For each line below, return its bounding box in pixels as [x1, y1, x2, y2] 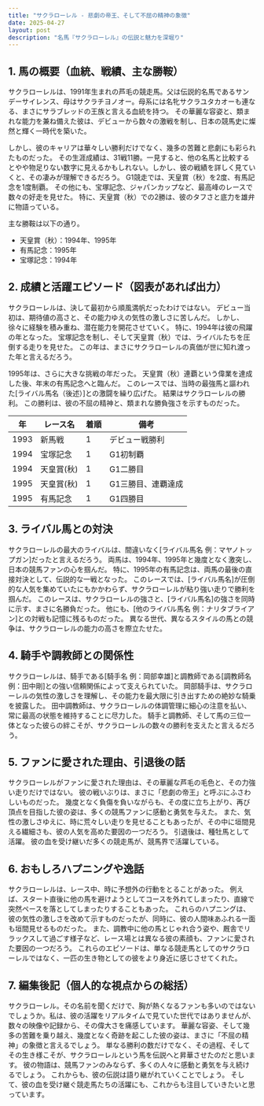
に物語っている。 [8, 202, 64, 212]
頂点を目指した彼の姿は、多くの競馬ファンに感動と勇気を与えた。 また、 [8, 808, 244, 817]
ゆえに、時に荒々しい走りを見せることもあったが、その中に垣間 [42, 817, 249, 827]
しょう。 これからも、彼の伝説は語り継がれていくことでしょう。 [21, 1070, 229, 1079]
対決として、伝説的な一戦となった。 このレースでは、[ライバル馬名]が [14, 574, 241, 583]
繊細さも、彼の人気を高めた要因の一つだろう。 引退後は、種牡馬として [21, 827, 250, 837]
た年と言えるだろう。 [8, 352, 76, 361]
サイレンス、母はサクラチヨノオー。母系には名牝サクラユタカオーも [21, 97, 242, 106]
